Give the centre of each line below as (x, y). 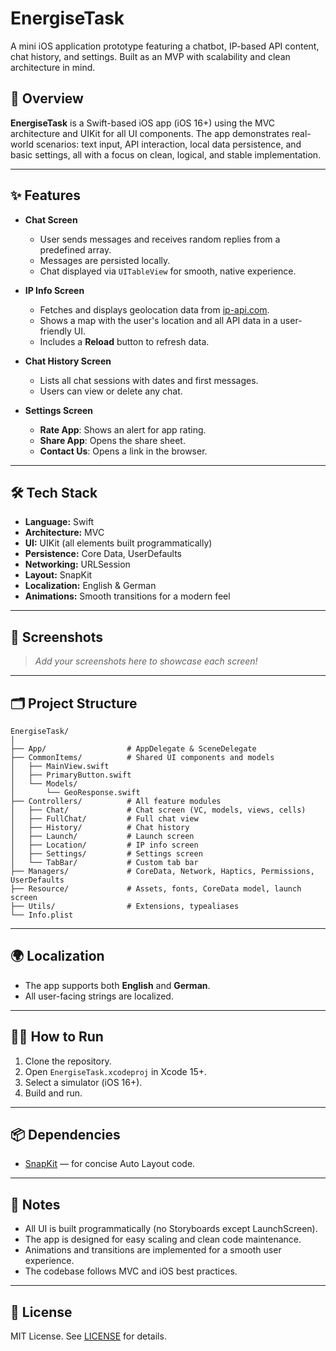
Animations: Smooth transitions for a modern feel (127, 596)
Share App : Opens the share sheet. (112, 440)
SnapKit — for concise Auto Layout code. (110, 1164)
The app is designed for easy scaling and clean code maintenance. (163, 1239)
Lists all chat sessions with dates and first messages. (149, 380)
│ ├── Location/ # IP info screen (104, 845)
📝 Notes (35, 1204)
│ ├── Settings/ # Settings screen (106, 854)
